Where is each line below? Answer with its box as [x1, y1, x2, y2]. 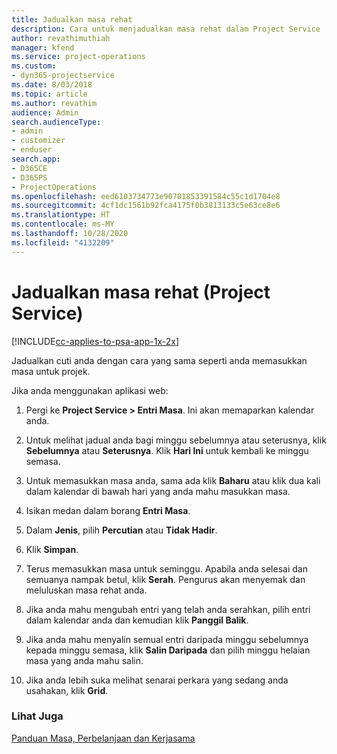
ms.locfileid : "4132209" [11, 237, 115, 248]
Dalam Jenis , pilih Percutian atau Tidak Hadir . [25, 524, 218, 536]
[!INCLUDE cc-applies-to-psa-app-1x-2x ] [11, 335, 180, 347]
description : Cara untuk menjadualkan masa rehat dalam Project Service [11, 24, 321, 34]
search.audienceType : [11, 117, 102, 127]
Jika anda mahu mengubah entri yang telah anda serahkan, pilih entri [25, 603, 311, 615]
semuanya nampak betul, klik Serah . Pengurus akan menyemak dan [25, 573, 306, 585]
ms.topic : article [11, 89, 88, 99]
